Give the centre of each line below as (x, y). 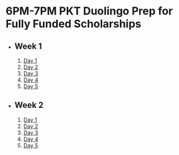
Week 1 (28, 46)
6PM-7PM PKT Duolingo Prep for (89, 11)
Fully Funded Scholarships (74, 24)
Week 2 (29, 105)
